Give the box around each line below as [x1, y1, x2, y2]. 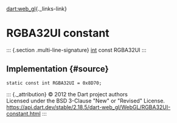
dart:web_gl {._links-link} [6, 5, 67, 12]
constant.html [6, 110, 41, 117]
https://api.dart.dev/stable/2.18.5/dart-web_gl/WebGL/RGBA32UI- [6, 103, 171, 111]
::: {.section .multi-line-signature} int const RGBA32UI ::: [6, 46, 147, 53]
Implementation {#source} [6, 64, 109, 75]
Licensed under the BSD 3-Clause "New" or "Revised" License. [6, 97, 165, 104]
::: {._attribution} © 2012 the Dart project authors [6, 90, 128, 98]
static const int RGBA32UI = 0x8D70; [6, 80, 102, 86]
